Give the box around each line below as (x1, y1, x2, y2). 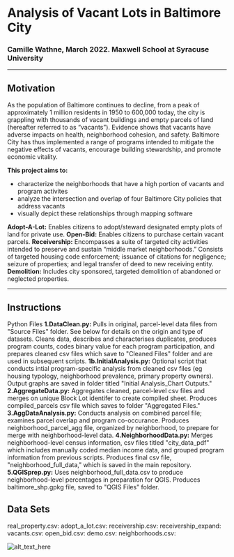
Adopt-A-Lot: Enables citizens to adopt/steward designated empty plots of (7, 223, 223, 231)
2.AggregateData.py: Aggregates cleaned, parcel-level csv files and (7, 387, 205, 395)
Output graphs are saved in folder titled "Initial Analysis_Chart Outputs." (7, 379, 212, 388)
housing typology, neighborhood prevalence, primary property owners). (7, 372, 214, 381)
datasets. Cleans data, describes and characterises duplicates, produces (7, 335, 217, 343)
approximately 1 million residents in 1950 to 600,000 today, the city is (7, 108, 205, 116)
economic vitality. (7, 153, 58, 161)
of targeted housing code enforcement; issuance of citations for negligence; (7, 252, 226, 261)
